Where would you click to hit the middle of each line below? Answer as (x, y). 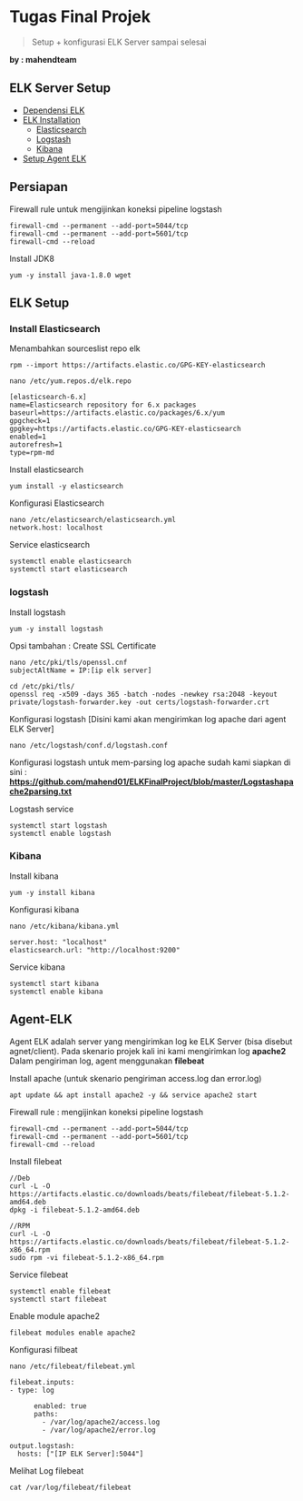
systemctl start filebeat (58, 1299)
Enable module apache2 (55, 1315)
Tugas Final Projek (80, 17)
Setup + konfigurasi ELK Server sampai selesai (119, 42)
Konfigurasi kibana (44, 909)
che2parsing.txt (41, 791)
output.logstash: (42, 1446)
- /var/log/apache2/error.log (99, 1430)
